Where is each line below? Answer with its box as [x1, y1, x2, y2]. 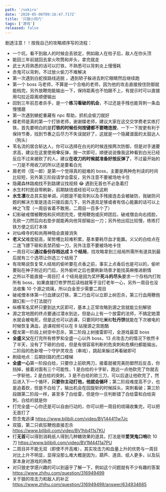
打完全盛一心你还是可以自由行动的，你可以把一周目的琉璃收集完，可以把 [12, 403, 160, 409]
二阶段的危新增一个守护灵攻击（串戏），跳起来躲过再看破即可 [12, 348, 136, 354]
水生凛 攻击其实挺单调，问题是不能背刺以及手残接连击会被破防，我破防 [12, 193, 156, 199]
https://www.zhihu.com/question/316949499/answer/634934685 [12, 482, 147, 488]
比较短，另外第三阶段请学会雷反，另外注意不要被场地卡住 [12, 174, 130, 180]
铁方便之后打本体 [12, 224, 48, 230]
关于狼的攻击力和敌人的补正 [12, 476, 69, 482]
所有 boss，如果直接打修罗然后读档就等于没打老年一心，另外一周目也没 [12, 279, 159, 285]
